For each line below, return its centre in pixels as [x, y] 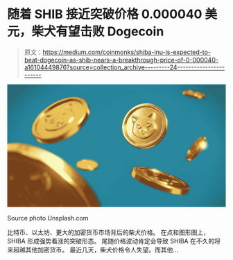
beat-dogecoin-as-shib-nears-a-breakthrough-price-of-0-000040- [121, 60]
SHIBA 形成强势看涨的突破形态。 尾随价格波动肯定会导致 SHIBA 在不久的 [111, 241]
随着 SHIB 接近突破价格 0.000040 [105, 14]
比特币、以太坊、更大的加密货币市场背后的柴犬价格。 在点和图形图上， [108, 232]
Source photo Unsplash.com [48, 218]
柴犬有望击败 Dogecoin [98, 32]
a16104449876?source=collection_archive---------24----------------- [124, 67]
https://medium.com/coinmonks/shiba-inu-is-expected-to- [127, 52]
